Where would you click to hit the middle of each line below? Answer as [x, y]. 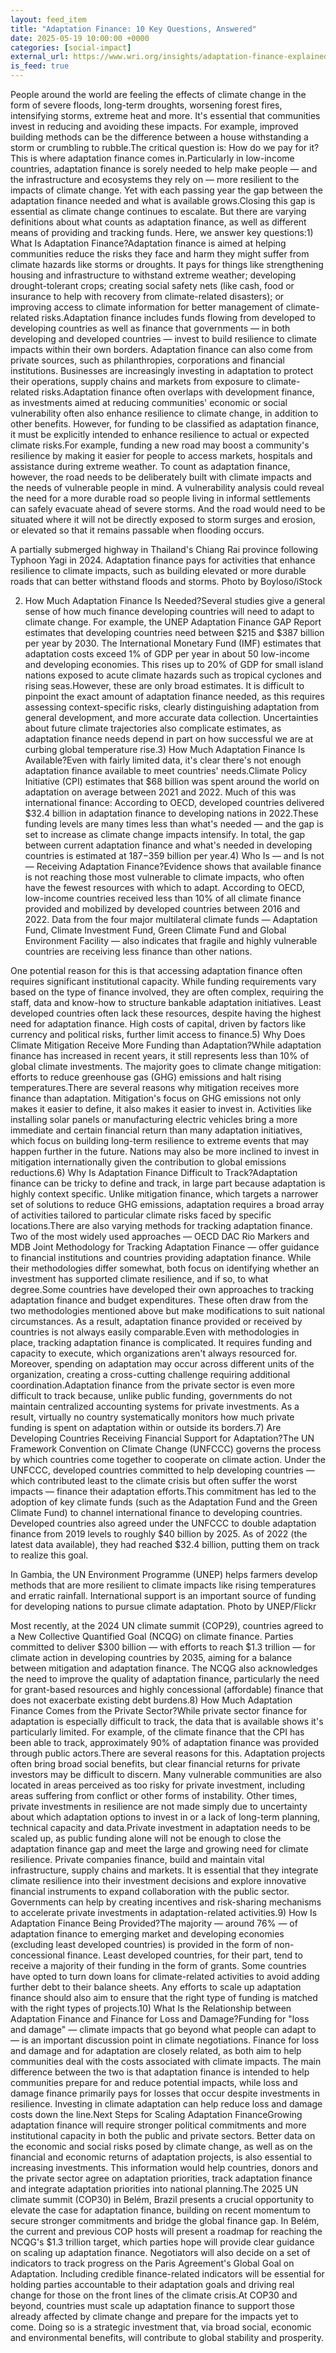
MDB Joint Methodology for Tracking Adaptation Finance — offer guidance [165, 1247]
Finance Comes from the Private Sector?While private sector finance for [159, 1710]
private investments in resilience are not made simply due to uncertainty [159, 1806]
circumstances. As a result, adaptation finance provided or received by [156, 1321]
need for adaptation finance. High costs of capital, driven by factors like [158, 1024]
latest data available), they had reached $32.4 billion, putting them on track [165, 1544]
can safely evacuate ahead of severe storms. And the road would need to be [168, 509]
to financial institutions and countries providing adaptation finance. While [161, 1257]
